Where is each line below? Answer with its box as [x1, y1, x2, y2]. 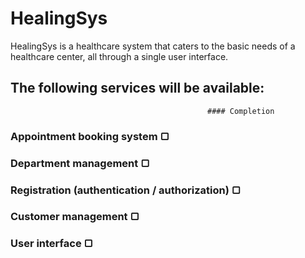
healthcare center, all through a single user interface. [10, 50, 229, 62]
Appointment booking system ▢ [10, 129, 170, 143]
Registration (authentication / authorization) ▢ [10, 183, 242, 197]
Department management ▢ [10, 156, 151, 170]
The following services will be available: [10, 80, 265, 97]
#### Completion [207, 106, 275, 116]
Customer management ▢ [10, 210, 140, 224]
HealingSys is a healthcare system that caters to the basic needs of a [10, 40, 296, 52]
